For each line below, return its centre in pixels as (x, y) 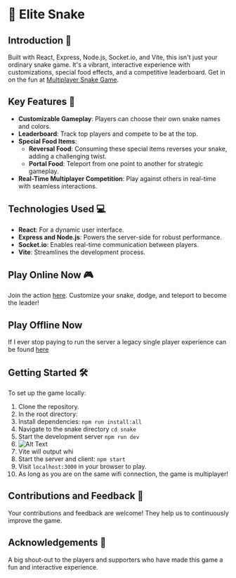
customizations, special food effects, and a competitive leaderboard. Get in (117, 72)
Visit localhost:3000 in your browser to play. (82, 467)
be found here (28, 350)
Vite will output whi (46, 452)
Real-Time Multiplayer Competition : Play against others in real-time (117, 178)
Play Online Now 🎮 (51, 275)
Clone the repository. (48, 407)
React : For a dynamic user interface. (71, 230)
